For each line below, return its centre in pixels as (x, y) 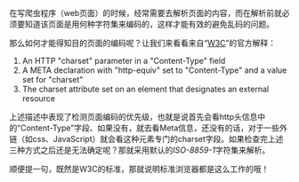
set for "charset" (53, 79)
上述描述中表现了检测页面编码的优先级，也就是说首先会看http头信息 (133, 117)
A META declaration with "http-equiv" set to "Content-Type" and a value (154, 70)
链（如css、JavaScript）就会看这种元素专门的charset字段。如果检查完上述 (146, 139)
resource (39, 99)
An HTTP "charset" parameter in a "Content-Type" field (124, 61)
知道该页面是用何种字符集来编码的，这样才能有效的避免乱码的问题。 (149, 24)
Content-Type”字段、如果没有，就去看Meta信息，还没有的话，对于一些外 (154, 128)
